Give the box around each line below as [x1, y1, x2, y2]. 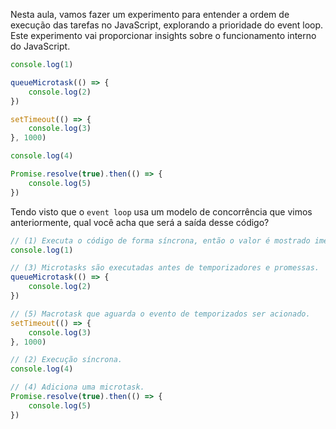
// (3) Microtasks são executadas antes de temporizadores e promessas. [10, 263, 320, 273]
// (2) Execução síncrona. [10, 355, 123, 365]
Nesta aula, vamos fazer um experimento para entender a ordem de [10, 9, 290, 20]
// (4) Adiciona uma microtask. [10, 382, 145, 393]
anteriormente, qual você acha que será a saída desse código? [10, 216, 270, 228]
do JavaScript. [10, 40, 71, 52]
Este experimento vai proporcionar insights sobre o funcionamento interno [10, 30, 317, 41]
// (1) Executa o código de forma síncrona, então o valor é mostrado [10, 235, 311, 246]
